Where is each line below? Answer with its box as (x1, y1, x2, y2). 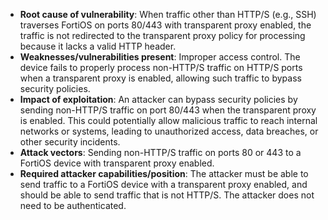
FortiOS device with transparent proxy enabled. (19, 157, 215, 169)
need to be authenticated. (19, 200, 127, 211)
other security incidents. (19, 136, 121, 148)
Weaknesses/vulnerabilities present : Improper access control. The (19, 51, 301, 63)
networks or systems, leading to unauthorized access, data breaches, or (19, 125, 319, 137)
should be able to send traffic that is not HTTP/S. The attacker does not (19, 189, 315, 201)
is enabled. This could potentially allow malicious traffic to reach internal (19, 115, 318, 126)
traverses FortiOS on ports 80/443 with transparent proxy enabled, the (19, 19, 312, 31)
